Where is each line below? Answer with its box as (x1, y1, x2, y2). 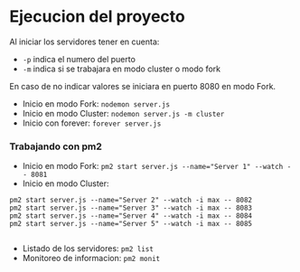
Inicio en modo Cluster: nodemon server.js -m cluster (22, 108, 225, 118)
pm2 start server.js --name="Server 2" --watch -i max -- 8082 (9, 196, 253, 205)
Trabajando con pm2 (9, 140, 102, 153)
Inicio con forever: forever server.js (22, 117, 162, 128)
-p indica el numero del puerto (22, 53, 136, 64)
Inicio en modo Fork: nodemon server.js (22, 98, 170, 109)
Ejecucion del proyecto (9, 6, 185, 27)
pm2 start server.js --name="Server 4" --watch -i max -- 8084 (9, 211, 253, 220)
